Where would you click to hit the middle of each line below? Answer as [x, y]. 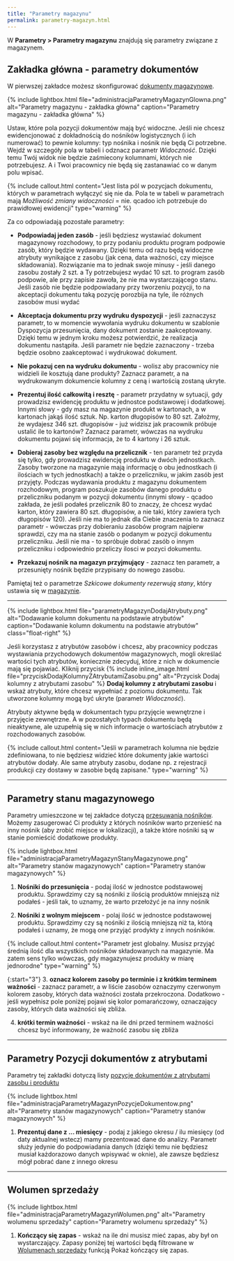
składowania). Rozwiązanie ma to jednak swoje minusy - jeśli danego [116, 265]
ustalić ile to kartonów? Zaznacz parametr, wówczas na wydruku [110, 432]
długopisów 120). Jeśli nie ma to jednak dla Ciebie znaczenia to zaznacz [121, 519]
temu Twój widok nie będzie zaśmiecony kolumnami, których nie [100, 158]
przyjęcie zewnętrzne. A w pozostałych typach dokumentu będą [100, 719]
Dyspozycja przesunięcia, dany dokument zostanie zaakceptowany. [115, 330]
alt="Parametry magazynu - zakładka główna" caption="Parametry [103, 107]
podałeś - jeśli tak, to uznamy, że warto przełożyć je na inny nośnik [114, 902]
